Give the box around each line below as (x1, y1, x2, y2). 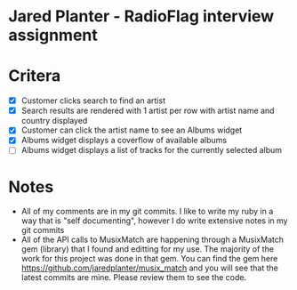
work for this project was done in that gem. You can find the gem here (20, 254, 278, 264)
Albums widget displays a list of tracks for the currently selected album (20, 145, 282, 156)
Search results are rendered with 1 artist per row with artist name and (20, 105, 275, 117)
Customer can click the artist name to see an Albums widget (20, 125, 243, 135)
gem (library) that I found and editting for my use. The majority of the (20, 244, 275, 254)
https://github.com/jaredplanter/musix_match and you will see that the (20, 262, 279, 273)
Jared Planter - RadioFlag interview (8, 6, 275, 27)
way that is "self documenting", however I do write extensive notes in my (20, 215, 288, 226)
